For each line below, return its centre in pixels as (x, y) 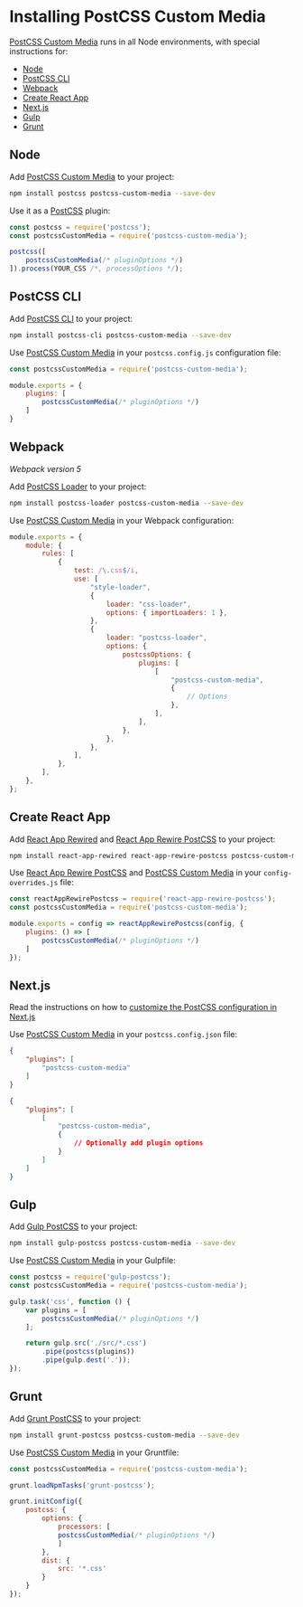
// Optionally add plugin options (138, 1143)
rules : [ (58, 553)
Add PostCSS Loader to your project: (78, 487)
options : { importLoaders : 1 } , (167, 612)
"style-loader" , (120, 587)
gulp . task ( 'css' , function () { (70, 1301)
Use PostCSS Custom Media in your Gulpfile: (92, 1261)
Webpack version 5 (46, 468)
